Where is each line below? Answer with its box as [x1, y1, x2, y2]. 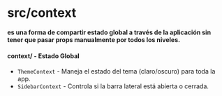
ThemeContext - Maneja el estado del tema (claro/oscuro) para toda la [17, 67, 216, 76]
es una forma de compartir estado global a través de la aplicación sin [7, 28, 212, 36]
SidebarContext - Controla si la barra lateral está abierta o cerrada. [17, 82, 209, 90]
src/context [7, 5, 77, 21]
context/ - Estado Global [7, 51, 80, 60]
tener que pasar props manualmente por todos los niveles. [7, 35, 180, 43]
